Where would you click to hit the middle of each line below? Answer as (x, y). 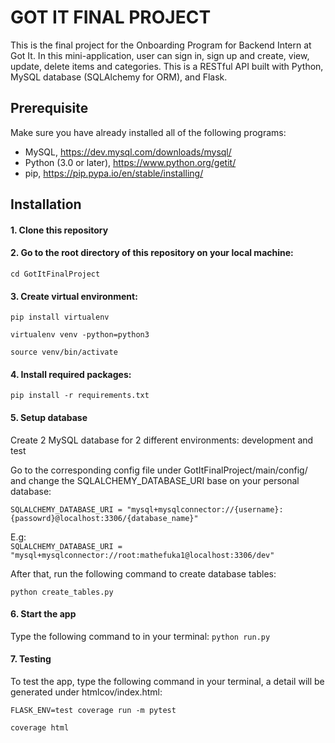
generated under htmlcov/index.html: (86, 692)
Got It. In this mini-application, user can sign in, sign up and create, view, (160, 55)
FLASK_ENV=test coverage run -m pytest (93, 710)
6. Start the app (43, 614)
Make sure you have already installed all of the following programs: (148, 132)
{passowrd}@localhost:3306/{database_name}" (104, 518)
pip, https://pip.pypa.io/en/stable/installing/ (114, 173)
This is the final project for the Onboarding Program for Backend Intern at (161, 45)
